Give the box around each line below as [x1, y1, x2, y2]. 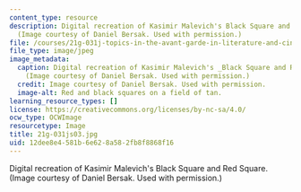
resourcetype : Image [9, 122, 87, 131]
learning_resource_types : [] [9, 96, 118, 106]
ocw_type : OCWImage [9, 113, 82, 122]
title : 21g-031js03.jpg [9, 130, 99, 139]
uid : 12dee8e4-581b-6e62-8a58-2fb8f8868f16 [9, 138, 175, 147]
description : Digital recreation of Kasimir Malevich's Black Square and [9, 22, 291, 31]
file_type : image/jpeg [9, 47, 94, 56]
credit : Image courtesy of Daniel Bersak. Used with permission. [17, 80, 267, 89]
